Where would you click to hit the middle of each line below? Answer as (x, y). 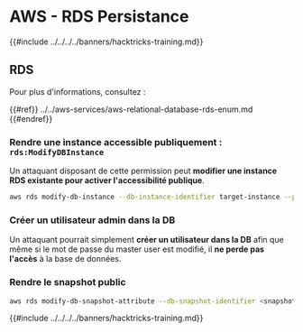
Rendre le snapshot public (68, 282)
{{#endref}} (31, 118)
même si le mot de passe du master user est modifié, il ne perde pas (137, 249)
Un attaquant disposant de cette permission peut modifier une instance (143, 171)
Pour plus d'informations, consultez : (78, 91)
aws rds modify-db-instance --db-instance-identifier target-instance (145, 197)
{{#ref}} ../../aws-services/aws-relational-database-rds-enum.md (131, 109)
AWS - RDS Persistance (99, 17)
